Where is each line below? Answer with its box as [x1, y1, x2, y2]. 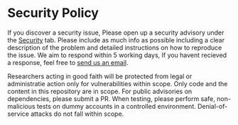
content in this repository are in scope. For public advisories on [7, 87, 193, 95]
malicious [7, 102, 36, 110]
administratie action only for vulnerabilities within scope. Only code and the [7, 79, 228, 88]
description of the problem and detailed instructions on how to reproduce [7, 43, 222, 52]
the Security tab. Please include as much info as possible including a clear [7, 35, 225, 44]
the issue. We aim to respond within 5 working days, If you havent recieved [7, 51, 227, 59]
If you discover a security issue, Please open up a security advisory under [7, 28, 225, 37]
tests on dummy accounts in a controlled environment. [36, 102, 197, 110]
